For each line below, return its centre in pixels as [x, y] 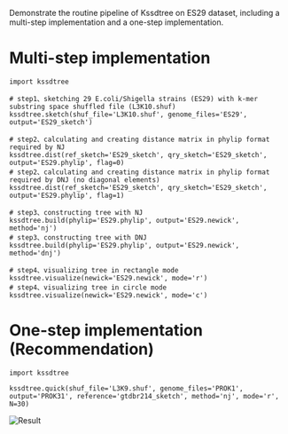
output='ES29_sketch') [51, 122]
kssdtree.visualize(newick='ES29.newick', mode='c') [109, 295]
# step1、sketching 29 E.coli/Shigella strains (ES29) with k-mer [134, 99]
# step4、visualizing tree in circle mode [88, 288]
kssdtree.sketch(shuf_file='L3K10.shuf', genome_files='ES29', [128, 114]
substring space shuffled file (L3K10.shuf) [93, 107]
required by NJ [37, 147]
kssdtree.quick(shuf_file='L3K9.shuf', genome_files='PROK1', [126, 388]
